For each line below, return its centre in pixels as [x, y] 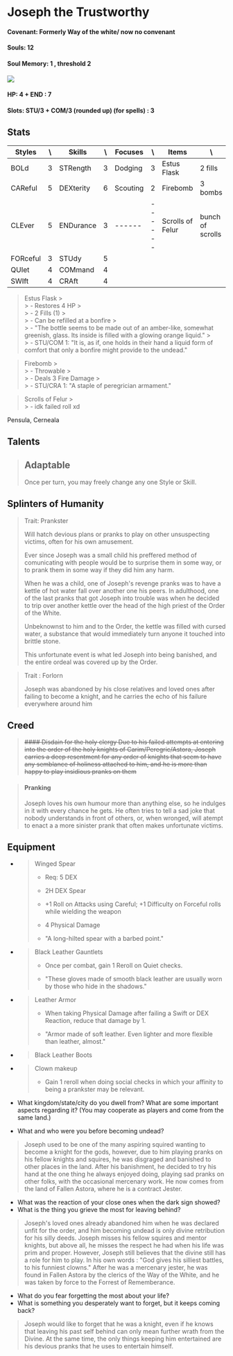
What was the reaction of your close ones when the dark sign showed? [119, 1202]
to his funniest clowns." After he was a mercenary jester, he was [116, 1268]
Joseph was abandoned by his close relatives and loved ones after [119, 688]
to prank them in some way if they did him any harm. [99, 570]
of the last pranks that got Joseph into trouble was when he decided [122, 598]
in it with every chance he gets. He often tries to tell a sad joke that [119, 810]
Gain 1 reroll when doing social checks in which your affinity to [134, 1082]
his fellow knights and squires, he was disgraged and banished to [118, 1159]
